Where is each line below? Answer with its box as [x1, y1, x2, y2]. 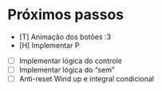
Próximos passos [7, 6, 124, 24]
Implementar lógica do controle [18, 56, 123, 65]
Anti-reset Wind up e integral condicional [18, 74, 155, 84]
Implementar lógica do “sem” [18, 65, 115, 74]
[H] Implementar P [18, 40, 80, 49]
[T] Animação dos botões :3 [18, 32, 112, 42]
